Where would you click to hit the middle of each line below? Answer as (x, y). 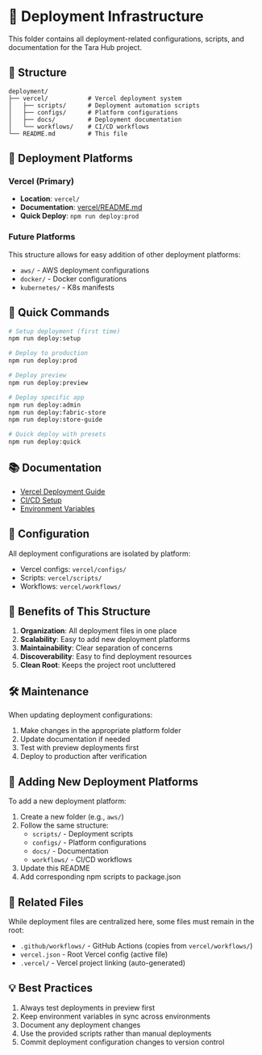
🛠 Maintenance (49, 692)
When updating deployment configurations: (81, 715)
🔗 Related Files (46, 902)
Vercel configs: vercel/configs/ (73, 569)
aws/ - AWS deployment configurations (85, 270)
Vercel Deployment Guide (62, 491)
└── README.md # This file (68, 133)
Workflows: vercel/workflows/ (71, 586)
